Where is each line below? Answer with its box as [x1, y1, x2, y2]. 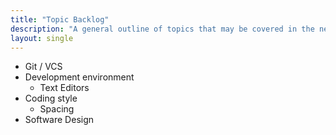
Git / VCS [24, 61, 63, 73]
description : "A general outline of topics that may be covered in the [10, 24, 315, 34]
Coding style [24, 92, 78, 105]
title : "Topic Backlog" [10, 14, 110, 25]
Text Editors [39, 82, 90, 94]
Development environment [24, 71, 135, 83]
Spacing [39, 103, 75, 115]
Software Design [24, 114, 95, 126]
